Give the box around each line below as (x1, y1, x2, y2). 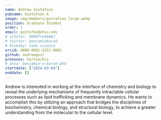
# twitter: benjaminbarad (5, 39, 57, 44)
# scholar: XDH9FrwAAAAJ (5, 34, 55, 39)
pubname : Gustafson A (5, 12, 49, 17)
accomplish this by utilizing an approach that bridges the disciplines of (5, 99, 147, 105)
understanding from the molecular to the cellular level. (5, 109, 114, 115)
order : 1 (5, 25, 23, 30)
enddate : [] (5, 70, 29, 75)
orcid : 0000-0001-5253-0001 (5, 48, 62, 52)
